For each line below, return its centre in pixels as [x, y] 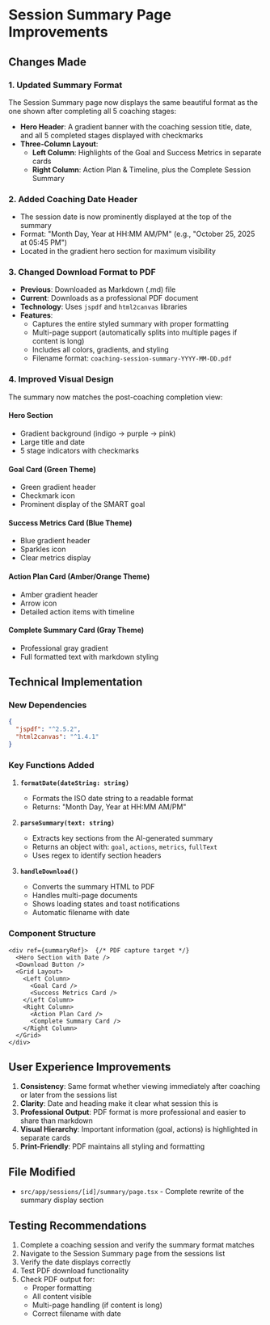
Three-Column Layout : [59, 144]
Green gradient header [58, 487]
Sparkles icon [43, 549]
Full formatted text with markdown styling [89, 656]
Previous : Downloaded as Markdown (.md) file [98, 289]
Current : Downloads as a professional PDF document [109, 298]
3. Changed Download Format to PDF [82, 272]
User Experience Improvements [90, 1067]
